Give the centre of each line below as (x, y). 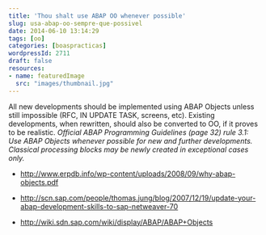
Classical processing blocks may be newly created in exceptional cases (129, 149)
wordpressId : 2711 (39, 53)
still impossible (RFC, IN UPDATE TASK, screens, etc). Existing (112, 115)
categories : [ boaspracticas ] (57, 46)
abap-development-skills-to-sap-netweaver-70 (99, 206)
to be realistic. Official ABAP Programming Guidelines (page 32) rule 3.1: (129, 132)
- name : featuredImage (46, 76)
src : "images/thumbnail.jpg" (65, 83)
